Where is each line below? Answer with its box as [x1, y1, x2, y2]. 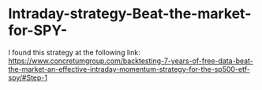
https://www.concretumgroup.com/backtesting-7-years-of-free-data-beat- [8, 56, 254, 66]
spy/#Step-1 [8, 73, 47, 82]
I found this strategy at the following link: [8, 47, 140, 57]
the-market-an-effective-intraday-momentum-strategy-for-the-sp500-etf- [8, 64, 250, 73]
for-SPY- [8, 21, 68, 39]
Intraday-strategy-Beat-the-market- [8, 5, 252, 23]
